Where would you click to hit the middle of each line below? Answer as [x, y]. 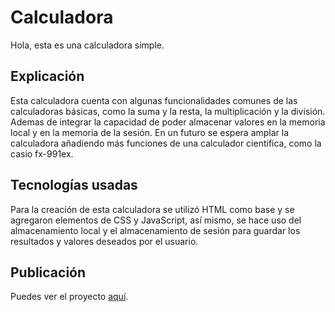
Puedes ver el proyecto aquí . [69, 297]
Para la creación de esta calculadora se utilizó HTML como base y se [152, 209]
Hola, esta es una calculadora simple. [87, 45]
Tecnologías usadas [74, 185]
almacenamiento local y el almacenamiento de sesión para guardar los [155, 230]
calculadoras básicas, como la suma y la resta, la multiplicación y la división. [168, 111]
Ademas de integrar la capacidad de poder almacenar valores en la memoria [168, 122]
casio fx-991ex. [42, 153]
